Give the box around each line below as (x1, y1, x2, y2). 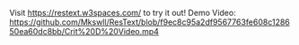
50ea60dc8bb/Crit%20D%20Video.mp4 (9, 26, 160, 36)
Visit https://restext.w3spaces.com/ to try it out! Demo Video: (9, 8, 236, 18)
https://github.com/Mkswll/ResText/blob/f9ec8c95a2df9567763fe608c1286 (9, 17, 290, 27)
